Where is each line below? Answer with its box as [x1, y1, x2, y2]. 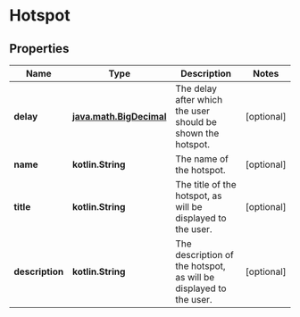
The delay [175, 82, 217, 95]
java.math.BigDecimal [71, 111, 167, 122]
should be [175, 116, 217, 128]
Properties [9, 41, 70, 56]
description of [175, 249, 235, 261]
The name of [175, 153, 229, 165]
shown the [175, 127, 220, 139]
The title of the [175, 179, 237, 190]
